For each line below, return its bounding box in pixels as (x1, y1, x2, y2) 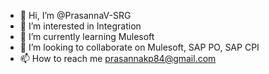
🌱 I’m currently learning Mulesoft (19, 31, 155, 42)
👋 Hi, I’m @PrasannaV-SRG (19, 10, 132, 21)
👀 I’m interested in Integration (19, 20, 142, 32)
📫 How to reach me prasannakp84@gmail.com (19, 53, 217, 64)
